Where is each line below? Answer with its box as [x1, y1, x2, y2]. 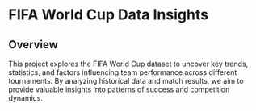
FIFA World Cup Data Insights [8, 6, 208, 24]
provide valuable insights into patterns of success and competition [8, 84, 230, 94]
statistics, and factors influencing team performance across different [8, 68, 237, 77]
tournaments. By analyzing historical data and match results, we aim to [8, 76, 244, 85]
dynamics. [8, 93, 43, 102]
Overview [8, 38, 59, 51]
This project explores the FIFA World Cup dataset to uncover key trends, [8, 59, 249, 68]
